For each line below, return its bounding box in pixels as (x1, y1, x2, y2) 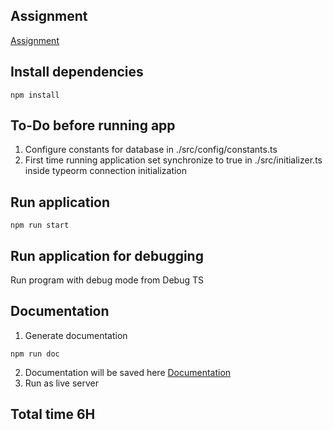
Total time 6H (10, 406, 96, 423)
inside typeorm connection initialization (24, 165, 188, 177)
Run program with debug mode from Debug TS (10, 274, 204, 286)
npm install (10, 90, 60, 100)
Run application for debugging (10, 247, 204, 264)
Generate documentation (24, 329, 128, 341)
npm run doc (10, 349, 60, 359)
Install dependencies (10, 64, 144, 81)
